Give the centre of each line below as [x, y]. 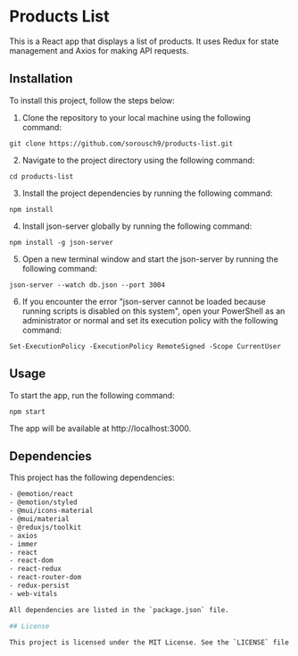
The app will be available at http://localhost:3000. [100, 428]
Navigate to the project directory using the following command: [138, 160]
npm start [28, 412]
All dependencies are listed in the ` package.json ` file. [119, 610]
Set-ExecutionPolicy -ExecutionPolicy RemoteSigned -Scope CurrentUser [145, 346]
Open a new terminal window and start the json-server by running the [150, 259]
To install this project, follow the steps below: [92, 100]
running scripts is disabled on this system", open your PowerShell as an [153, 311]
